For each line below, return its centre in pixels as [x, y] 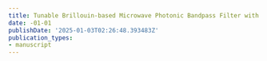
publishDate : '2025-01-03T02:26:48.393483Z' [84, 30]
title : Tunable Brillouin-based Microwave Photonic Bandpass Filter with [134, 15]
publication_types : [41, 38]
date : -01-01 [30, 23]
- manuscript [30, 45]
